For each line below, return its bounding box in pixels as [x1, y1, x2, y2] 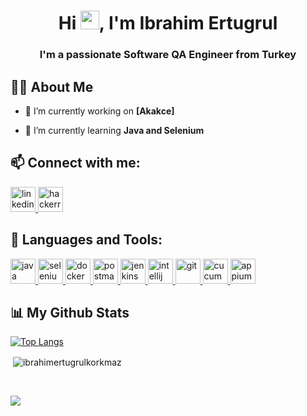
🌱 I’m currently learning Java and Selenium [24, 124, 205, 136]
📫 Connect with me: [10, 155, 141, 172]
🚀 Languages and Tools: [10, 231, 163, 249]
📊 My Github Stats [10, 304, 130, 321]
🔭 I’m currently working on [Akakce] [24, 105, 175, 117]
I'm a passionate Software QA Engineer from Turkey [39, 48, 297, 62]
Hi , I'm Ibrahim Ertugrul [58, 12, 278, 35]
